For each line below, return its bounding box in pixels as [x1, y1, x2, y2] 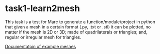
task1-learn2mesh [5, 3, 80, 14]
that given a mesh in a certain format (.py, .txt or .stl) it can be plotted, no [5, 24, 151, 29]
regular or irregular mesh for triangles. [5, 34, 81, 40]
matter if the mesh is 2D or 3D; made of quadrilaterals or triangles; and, [5, 29, 148, 35]
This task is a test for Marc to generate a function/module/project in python [5, 19, 155, 25]
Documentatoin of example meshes [5, 43, 76, 49]
